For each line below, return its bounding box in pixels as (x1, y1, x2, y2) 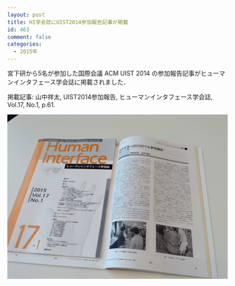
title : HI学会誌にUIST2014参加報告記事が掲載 (7, 18, 129, 26)
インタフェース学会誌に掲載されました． (13, 78, 130, 86)
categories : (7, 41, 42, 48)
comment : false (7, 34, 52, 41)
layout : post (7, 11, 45, 18)
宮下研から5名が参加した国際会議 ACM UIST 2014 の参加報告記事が (7, 69, 201, 77)
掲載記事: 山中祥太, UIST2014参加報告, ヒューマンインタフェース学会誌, (7, 93, 213, 101)
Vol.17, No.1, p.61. (7, 101, 56, 108)
